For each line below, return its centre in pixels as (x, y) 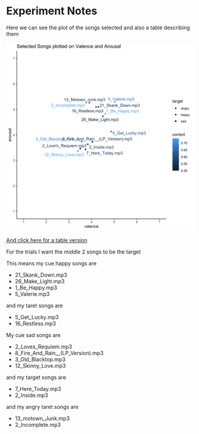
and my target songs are (36, 377)
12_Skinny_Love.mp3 (40, 365)
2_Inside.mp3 (32, 395)
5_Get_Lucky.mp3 (37, 317)
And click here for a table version (47, 240)
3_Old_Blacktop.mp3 (40, 359)
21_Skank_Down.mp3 (41, 275)
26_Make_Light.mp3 (40, 281)
